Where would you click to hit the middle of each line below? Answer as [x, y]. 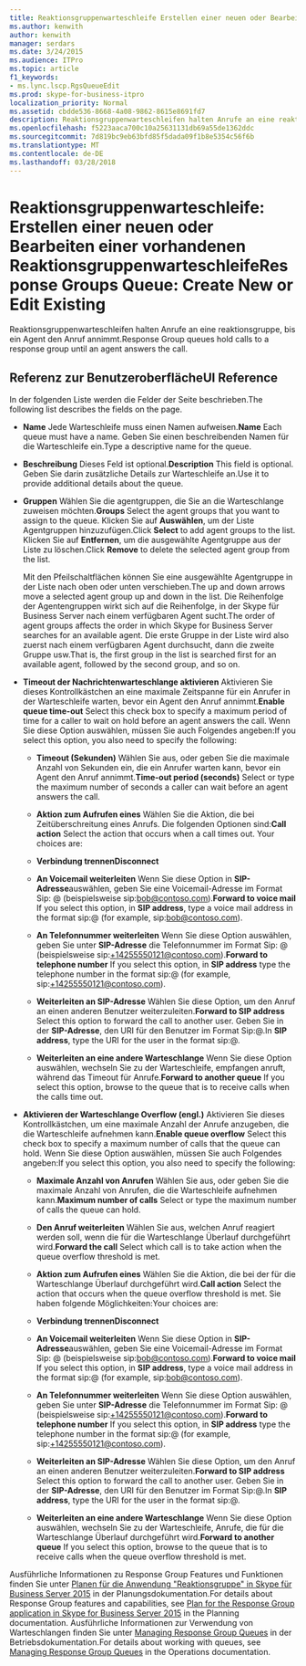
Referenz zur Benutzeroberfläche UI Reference [144, 377]
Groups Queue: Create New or [178, 285]
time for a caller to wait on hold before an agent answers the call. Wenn [157, 721]
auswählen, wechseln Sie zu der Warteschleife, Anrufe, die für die [160, 1528]
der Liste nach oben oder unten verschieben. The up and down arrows [153, 587]
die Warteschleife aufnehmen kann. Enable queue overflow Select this [154, 1134]
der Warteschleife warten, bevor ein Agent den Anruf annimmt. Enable [153, 702]
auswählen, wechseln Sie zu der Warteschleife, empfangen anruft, [161, 1068]
